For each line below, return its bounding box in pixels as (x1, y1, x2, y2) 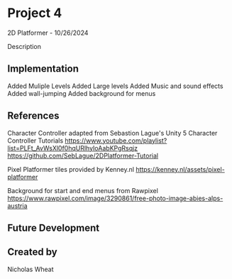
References (7, 110, 60, 122)
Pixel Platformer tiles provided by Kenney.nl (7, 165, 135, 173)
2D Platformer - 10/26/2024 (7, 28, 89, 37)
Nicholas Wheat (7, 265, 55, 273)
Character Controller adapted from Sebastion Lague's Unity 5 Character (7, 128, 218, 137)
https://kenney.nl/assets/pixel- (136, 165, 225, 173)
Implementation (7, 62, 79, 75)
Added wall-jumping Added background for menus (7, 89, 156, 97)
